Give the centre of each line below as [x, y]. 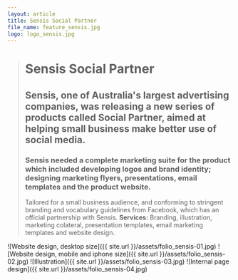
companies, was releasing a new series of [120, 107]
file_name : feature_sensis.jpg [54, 27]
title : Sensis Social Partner [52, 21]
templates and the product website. [88, 187]
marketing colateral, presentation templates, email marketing [114, 225]
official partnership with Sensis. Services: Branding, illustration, [118, 217]
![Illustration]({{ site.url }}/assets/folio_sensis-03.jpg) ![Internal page [129, 261]
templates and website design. [70, 233]
